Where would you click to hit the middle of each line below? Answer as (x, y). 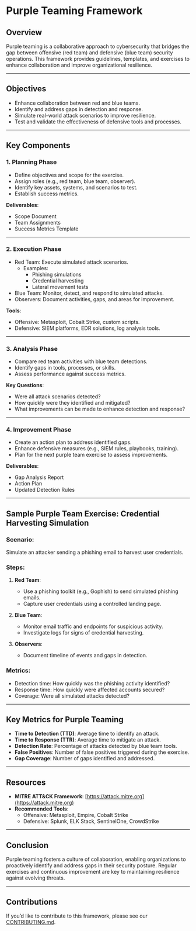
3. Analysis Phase (32, 349)
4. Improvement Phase (39, 430)
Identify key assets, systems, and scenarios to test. (76, 187)
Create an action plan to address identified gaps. (73, 442)
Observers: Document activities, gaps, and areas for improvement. (94, 299)
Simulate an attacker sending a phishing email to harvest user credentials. (95, 552)
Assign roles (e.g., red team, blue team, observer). (75, 181)
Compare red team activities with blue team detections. (81, 361)
